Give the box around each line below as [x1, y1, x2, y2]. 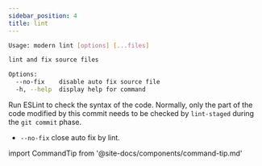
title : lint [8, 19, 48, 27]
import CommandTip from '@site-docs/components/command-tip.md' [8, 148, 243, 158]
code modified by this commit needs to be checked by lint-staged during [8, 108, 255, 118]
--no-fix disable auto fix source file [15, 78, 160, 86]
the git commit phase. [8, 117, 82, 127]
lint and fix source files [8, 56, 99, 64]
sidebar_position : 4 [8, 11, 78, 20]
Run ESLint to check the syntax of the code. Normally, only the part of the [8, 100, 253, 110]
